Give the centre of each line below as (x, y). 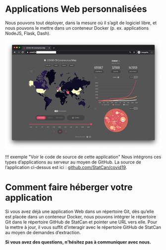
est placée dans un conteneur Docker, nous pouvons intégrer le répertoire (81, 217)
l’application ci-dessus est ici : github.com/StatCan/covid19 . (66, 167)
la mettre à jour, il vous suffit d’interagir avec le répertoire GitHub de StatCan (83, 227)
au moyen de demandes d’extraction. (43, 233)
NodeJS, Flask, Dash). (28, 33)
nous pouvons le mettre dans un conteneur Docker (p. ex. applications (77, 28)
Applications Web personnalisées (76, 9)
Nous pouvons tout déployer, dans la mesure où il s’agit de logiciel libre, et (81, 23)
